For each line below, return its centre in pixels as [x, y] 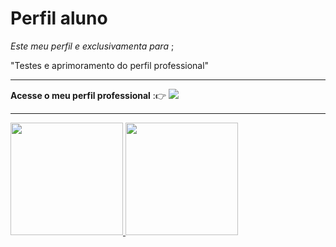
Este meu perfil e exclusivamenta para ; [92, 46]
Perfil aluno [59, 18]
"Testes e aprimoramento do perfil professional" [110, 65]
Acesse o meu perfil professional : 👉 [88, 95]
